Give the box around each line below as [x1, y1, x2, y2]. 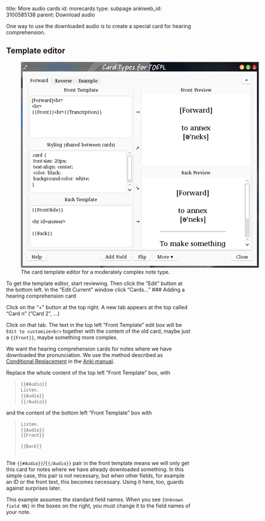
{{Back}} [20, 443, 42, 449]
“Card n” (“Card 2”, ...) [6, 310, 60, 317]
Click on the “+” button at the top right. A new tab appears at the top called [6, 303, 188, 310]
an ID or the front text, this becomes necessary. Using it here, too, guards [6, 478, 184, 485]
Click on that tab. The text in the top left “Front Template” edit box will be [6, 321, 182, 328]
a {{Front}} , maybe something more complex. [6, 333, 118, 340]
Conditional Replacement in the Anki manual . [6, 358, 115, 365]
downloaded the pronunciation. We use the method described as [6, 351, 163, 358]
